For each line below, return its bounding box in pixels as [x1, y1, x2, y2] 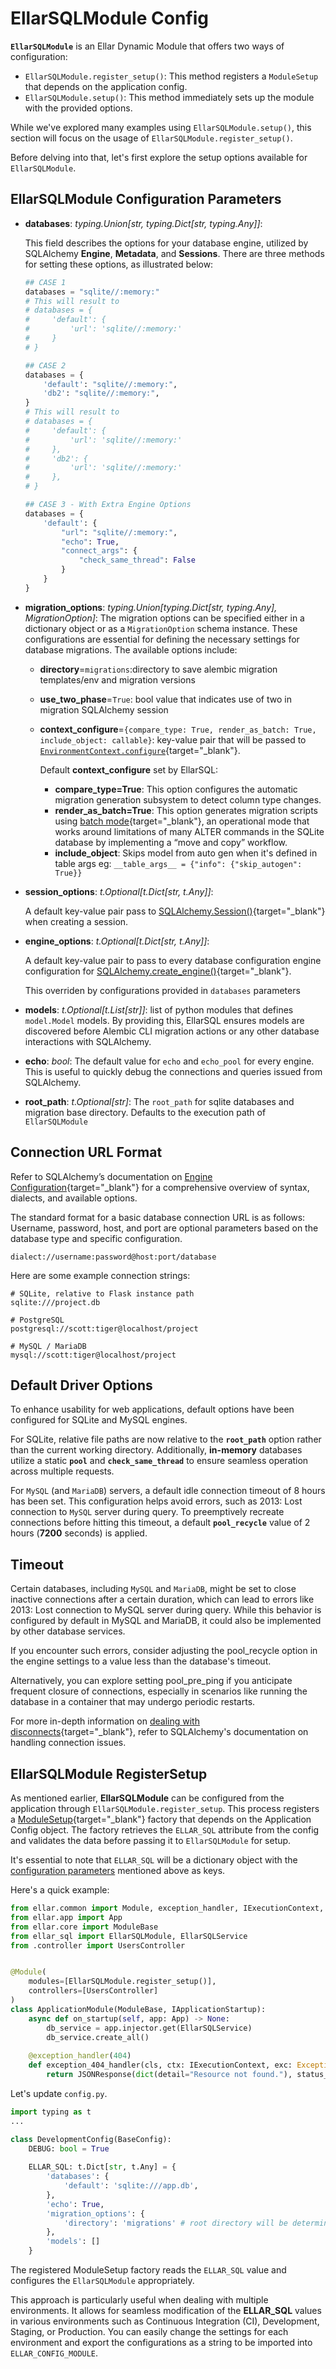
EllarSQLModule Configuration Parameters [10, 191, 282, 208]
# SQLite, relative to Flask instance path [10, 1288, 195, 1299]
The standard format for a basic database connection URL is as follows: [10, 1211, 306, 1223]
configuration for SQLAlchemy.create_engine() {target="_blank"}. [24, 965, 292, 977]
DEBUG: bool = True [28, 2143, 110, 2154]
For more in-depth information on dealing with [10, 1715, 200, 1727]
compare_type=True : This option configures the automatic [54, 783, 298, 795]
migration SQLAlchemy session [39, 703, 169, 716]
